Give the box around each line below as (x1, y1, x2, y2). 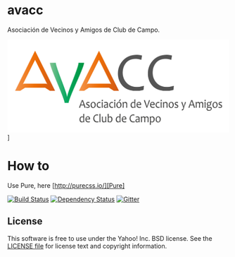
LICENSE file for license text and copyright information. (7, 241, 167, 250)
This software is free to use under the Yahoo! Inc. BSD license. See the (7, 234, 212, 242)
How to (7, 158, 50, 174)
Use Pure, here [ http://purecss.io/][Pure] (7, 181, 125, 190)
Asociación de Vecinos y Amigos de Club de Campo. (7, 25, 160, 34)
